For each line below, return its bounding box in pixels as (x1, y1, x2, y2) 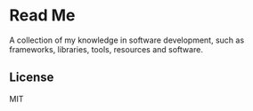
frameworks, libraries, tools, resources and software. (9, 44, 203, 54)
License (9, 70, 54, 85)
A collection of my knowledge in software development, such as (9, 35, 245, 45)
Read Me (9, 5, 76, 26)
